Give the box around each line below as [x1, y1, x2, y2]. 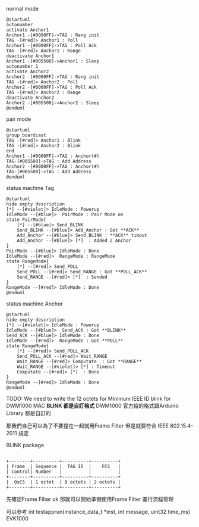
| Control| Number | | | [6, 469, 121, 475]
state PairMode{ [6, 217, 46, 223]
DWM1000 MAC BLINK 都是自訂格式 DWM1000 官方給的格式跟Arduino [6, 402, 179, 409]
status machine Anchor [6, 300, 64, 307]
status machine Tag [6, 185, 55, 191]
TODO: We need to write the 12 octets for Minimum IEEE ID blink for [6, 395, 171, 402]
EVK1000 [6, 515, 29, 522]
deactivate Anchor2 [6, 95, 55, 101]
